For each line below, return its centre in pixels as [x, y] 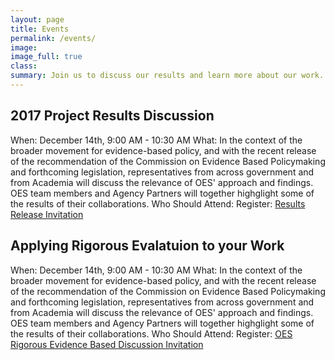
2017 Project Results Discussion [112, 116]
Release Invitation [47, 214]
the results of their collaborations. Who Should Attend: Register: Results [158, 203]
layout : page [37, 19]
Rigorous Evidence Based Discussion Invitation [107, 344]
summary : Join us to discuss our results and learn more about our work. [167, 76]
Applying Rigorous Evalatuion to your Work [147, 246]
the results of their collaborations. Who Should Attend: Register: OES [151, 333]
